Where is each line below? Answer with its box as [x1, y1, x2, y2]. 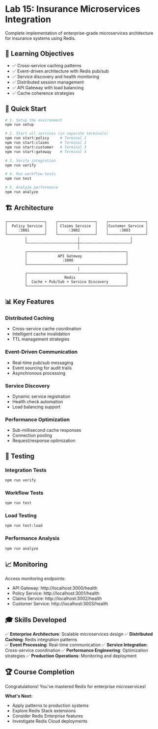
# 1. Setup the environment [5, 118, 63, 123]
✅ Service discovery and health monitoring [12, 74, 100, 79]
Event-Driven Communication [5, 348, 78, 355]
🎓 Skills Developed [5, 616, 67, 624]
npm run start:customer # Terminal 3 [5, 145, 87, 150]
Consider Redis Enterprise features [12, 713, 83, 719]
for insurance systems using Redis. [5, 35, 76, 41]
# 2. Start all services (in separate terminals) [5, 131, 109, 136]
